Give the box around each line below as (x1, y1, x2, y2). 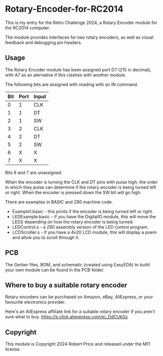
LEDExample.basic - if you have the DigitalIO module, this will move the (12, 214, 156, 219)
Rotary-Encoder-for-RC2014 (5, 3, 124, 15)
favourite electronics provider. (5, 299, 66, 305)
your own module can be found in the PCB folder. (5, 267, 104, 273)
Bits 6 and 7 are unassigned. (5, 169, 63, 175)
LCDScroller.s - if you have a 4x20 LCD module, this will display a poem (12, 229, 157, 235)
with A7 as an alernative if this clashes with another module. (5, 72, 126, 78)
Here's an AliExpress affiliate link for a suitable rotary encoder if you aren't (5, 309, 155, 314)
